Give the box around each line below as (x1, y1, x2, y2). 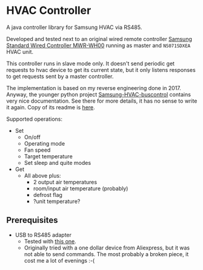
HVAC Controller (6, 4, 92, 18)
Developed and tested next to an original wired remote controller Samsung (6, 35, 192, 42)
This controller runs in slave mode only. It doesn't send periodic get (6, 60, 175, 67)
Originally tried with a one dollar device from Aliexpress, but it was (24, 244, 190, 251)
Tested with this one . (24, 237, 77, 245)
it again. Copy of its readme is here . (6, 103, 95, 111)
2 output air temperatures (33, 178, 98, 185)
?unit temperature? (33, 198, 81, 205)
